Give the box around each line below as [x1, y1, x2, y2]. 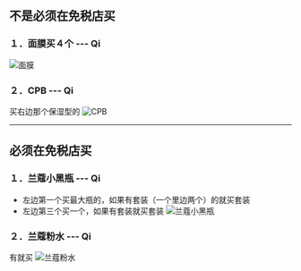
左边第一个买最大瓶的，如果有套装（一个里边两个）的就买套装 [21, 194, 251, 205]
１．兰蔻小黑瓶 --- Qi [9, 173, 101, 185]
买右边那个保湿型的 [9, 106, 81, 116]
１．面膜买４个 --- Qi [9, 38, 101, 50]
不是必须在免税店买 [9, 8, 116, 24]
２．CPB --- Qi [9, 84, 74, 97]
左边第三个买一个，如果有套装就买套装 [21, 205, 164, 216]
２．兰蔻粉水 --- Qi [9, 230, 92, 242]
